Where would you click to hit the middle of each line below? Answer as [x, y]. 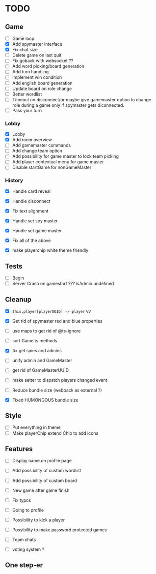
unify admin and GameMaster [42, 361]
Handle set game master [37, 231]
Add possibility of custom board [44, 481]
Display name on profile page [42, 461]
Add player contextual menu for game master [58, 162]
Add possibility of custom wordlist [47, 471]
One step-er [24, 565]
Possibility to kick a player [39, 520]
